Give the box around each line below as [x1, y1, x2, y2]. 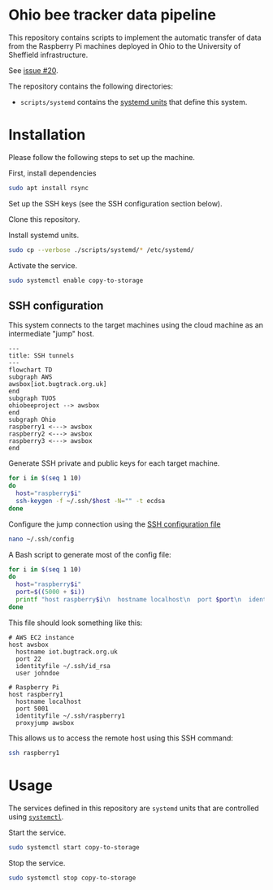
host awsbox [8, 640, 49, 649]
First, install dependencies [8, 168, 97, 178]
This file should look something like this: [8, 618, 143, 627]
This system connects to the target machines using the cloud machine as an [8, 320, 264, 330]
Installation [8, 126, 86, 144]
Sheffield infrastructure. [8, 50, 89, 59]
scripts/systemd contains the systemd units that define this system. [19, 97, 248, 106]
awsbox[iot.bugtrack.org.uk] [8, 380, 107, 389]
